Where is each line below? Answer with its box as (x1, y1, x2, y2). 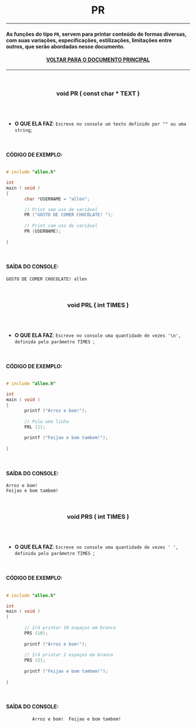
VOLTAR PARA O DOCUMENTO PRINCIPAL (46, 56, 150, 63)
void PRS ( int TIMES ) (66, 513, 129, 521)
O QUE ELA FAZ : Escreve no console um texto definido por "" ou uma (14, 120, 187, 127)
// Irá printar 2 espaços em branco (24, 652, 114, 658)
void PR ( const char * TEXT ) (56, 89, 140, 97)
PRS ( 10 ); (24, 630, 48, 636)
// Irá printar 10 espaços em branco (24, 625, 116, 631)
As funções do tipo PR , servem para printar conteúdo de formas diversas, (6, 30, 187, 37)
